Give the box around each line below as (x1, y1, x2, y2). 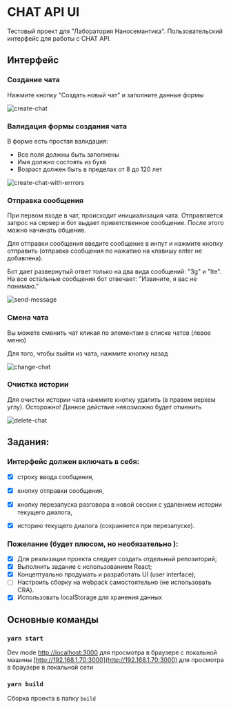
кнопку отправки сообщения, (17, 486, 105, 494)
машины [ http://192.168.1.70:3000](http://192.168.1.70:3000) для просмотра (7, 656, 224, 664)
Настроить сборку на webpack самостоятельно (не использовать (17, 578, 212, 587)
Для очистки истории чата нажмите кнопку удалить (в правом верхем (7, 395, 216, 404)
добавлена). (7, 254, 43, 262)
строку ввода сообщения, (17, 472, 94, 480)
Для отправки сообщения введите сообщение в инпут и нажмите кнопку (7, 240, 223, 248)
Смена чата (7, 313, 49, 322)
